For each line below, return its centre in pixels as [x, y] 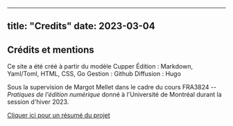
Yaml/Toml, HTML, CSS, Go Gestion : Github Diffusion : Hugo [94, 74]
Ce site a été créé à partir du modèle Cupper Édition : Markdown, [100, 66]
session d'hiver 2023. [38, 102]
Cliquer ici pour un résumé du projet [59, 116]
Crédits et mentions [51, 49]
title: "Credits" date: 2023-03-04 [81, 26]
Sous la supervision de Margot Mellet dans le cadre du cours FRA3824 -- [112, 87]
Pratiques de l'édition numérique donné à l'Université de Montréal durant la [114, 95]
